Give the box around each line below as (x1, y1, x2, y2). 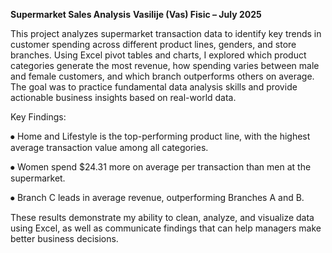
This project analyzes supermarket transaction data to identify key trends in (10, 28, 322, 39)
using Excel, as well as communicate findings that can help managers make (10, 222, 322, 234)
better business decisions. (10, 233, 119, 244)
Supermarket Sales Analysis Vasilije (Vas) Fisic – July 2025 (10, 9, 262, 20)
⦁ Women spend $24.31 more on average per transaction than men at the (10, 161, 312, 173)
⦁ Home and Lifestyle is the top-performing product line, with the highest (10, 130, 311, 142)
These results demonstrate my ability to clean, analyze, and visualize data (10, 212, 315, 223)
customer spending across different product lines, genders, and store (10, 39, 297, 50)
